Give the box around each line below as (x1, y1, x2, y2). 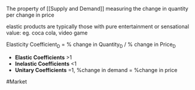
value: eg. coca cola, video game (6, 29, 88, 36)
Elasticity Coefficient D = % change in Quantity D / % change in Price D (6, 41, 176, 49)
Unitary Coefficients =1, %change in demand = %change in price (14, 66, 178, 73)
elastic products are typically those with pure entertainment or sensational (6, 23, 190, 30)
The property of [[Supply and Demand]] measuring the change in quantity (6, 5, 188, 12)
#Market (6, 77, 27, 85)
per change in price (6, 11, 55, 18)
